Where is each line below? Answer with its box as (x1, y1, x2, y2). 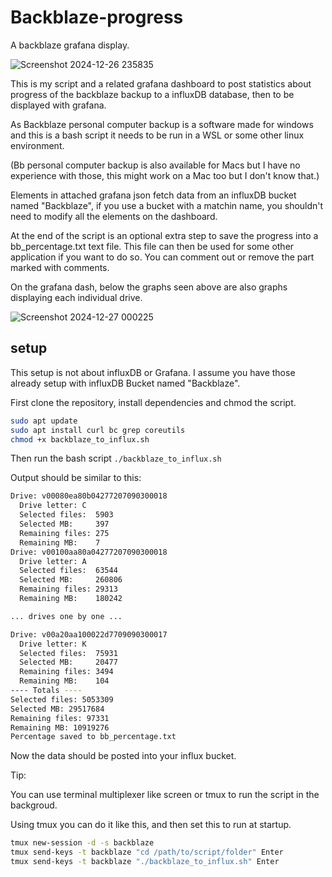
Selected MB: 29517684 (10, 704, 105, 714)
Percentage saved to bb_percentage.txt (10, 732, 177, 742)
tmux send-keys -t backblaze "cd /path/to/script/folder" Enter (10, 847, 284, 858)
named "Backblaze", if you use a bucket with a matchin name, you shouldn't (10, 199, 324, 211)
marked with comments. (10, 261, 110, 273)
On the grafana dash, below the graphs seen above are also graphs (10, 281, 288, 293)
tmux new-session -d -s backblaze (10, 838, 155, 848)
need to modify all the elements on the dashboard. (10, 210, 218, 222)
